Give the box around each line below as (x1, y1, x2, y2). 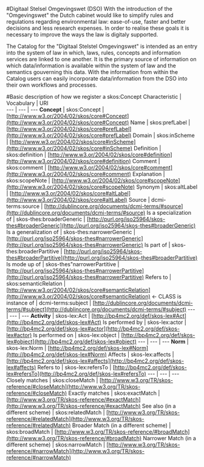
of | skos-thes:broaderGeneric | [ (6, 215, 89, 223)
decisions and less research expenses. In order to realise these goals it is (6, 24, 189, 32)
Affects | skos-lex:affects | (108, 351, 174, 358)
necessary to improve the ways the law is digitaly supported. (6, 31, 158, 38)
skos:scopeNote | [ (6, 177, 54, 184)
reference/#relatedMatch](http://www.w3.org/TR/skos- (6, 415, 144, 422)
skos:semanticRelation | (6, 280, 66, 287)
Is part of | (144, 241, 171, 248)
